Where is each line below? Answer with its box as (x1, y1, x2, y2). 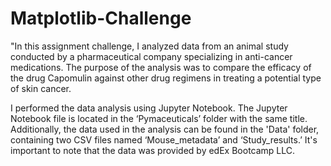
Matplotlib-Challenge (10, 7, 192, 30)
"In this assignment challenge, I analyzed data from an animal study (10, 40, 289, 52)
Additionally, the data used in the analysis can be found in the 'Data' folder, (10, 123, 320, 135)
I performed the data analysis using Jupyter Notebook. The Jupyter (10, 102, 288, 114)
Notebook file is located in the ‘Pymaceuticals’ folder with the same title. (10, 112, 308, 124)
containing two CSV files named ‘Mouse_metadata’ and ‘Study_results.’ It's (10, 133, 318, 146)
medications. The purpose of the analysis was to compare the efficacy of (10, 61, 312, 73)
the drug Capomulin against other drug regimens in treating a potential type (10, 72, 322, 84)
